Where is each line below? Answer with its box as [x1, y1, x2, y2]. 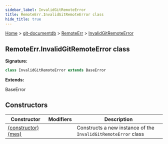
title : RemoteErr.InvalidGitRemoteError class [5, 12, 104, 17]
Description [104, 115, 133, 122]
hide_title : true [5, 16, 41, 21]
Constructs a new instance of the [76, 124, 155, 131]
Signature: [5, 58, 27, 64]
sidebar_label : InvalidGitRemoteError [5, 7, 86, 12]
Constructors [5, 101, 48, 109]
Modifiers [48, 115, 72, 122]
